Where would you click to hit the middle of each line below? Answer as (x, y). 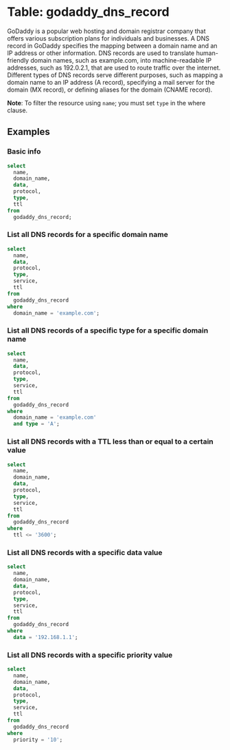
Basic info (24, 152)
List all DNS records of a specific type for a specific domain (108, 331)
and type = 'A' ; (36, 424)
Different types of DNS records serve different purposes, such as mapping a (115, 75)
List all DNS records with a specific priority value (90, 655)
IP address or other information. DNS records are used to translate (101, 53)
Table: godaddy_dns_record (88, 12)
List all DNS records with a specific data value (85, 552)
